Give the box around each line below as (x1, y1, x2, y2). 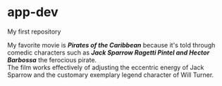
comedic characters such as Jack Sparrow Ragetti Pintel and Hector (7, 48, 210, 57)
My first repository (7, 27, 61, 36)
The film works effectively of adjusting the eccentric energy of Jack (7, 63, 204, 71)
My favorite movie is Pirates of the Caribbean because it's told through (7, 41, 216, 49)
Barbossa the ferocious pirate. (7, 55, 97, 64)
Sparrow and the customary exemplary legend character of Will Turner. (7, 71, 214, 79)
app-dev (7, 4, 58, 20)
